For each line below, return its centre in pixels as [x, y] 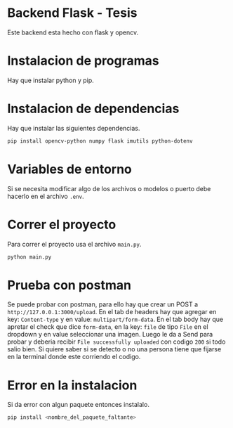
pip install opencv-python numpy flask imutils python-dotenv [100, 141]
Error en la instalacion [72, 385]
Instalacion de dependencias [93, 109]
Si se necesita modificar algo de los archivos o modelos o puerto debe [109, 188]
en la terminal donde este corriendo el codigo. [74, 357]
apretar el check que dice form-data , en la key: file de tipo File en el [108, 327]
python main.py [29, 257]
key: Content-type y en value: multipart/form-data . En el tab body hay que [115, 319]
